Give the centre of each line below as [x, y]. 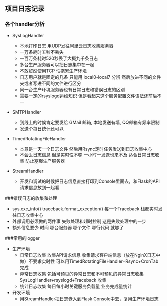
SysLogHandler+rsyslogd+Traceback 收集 [63, 280]
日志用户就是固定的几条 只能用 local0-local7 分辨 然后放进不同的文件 [90, 77]
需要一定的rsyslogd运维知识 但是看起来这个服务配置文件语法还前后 [88, 96]
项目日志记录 [25, 9]
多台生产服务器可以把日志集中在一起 [57, 64]
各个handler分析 [25, 24]
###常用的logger [22, 238]
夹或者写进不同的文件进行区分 [50, 83]
